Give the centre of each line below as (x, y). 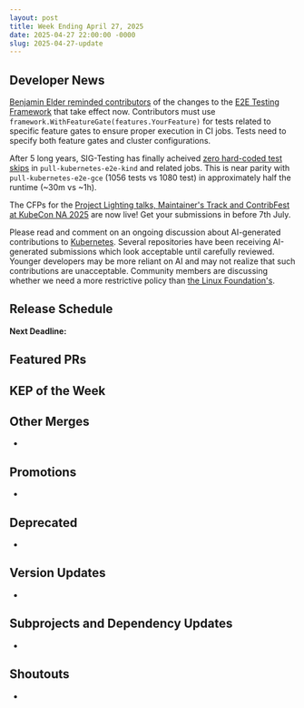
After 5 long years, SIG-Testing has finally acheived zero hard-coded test (146, 158)
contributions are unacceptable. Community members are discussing (139, 271)
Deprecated (44, 523)
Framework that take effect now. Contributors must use (113, 112)
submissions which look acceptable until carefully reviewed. (162, 252)
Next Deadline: (38, 331)
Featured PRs (48, 360)
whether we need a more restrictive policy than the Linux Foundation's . (142, 281)
